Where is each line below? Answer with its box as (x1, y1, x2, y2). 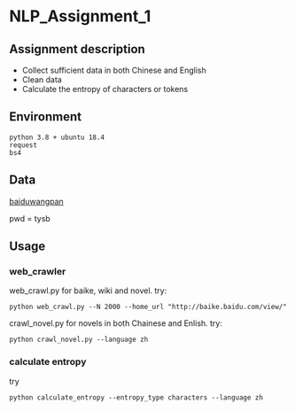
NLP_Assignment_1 (9, 6, 151, 27)
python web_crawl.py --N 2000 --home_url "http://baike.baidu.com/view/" (9, 303, 288, 312)
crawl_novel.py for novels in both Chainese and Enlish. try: (9, 318, 223, 329)
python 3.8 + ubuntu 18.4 (9, 133, 105, 142)
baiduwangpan (9, 196, 64, 206)
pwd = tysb (9, 213, 50, 223)
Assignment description (9, 42, 146, 57)
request (9, 140, 38, 150)
